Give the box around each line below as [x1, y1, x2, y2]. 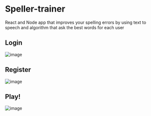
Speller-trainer [5, 3, 65, 15]
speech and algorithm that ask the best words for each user [5, 24, 124, 30]
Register [5, 66, 31, 74]
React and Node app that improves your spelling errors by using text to [5, 19, 147, 25]
